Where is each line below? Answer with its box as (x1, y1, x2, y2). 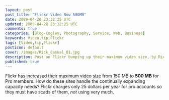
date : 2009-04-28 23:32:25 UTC (5, 17, 71, 22)
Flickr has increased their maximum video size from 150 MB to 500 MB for (5, 73, 159, 79)
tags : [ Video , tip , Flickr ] (5, 40, 59, 45)
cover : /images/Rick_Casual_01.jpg (5, 49, 80, 55)
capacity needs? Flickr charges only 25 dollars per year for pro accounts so (5, 84, 162, 90)
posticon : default (5, 45, 44, 50)
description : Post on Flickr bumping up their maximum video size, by (5, 54, 156, 60)
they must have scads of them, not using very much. (5, 89, 114, 95)
